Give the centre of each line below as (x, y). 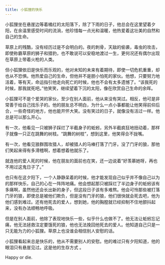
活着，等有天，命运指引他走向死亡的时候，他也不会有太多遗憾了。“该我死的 (82, 82)
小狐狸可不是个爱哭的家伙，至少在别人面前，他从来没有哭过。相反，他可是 (80, 98)
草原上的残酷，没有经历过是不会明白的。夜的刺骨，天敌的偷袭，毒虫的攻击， (82, 47)
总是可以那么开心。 (25, 117)
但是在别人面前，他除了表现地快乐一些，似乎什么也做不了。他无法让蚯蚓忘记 (82, 218)
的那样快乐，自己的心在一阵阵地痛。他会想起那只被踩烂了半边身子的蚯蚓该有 (82, 183)
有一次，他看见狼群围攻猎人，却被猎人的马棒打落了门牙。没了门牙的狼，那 (80, 144)
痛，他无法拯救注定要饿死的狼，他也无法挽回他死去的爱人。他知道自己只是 (80, 225)
